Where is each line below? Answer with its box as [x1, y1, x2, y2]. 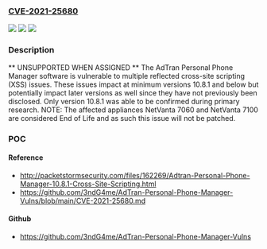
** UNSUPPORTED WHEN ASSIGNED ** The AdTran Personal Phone [8, 62, 234, 72]
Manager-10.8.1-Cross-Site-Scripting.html [19, 179, 157, 189]
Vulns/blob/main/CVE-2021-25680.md [19, 196, 146, 205]
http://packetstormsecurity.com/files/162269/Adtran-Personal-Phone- [19, 170, 250, 180]
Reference [8, 153, 44, 162]
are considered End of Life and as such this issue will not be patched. [8, 113, 236, 123]
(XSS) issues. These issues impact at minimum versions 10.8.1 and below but [8, 80, 259, 89]
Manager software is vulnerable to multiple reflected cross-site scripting [8, 71, 245, 80]
